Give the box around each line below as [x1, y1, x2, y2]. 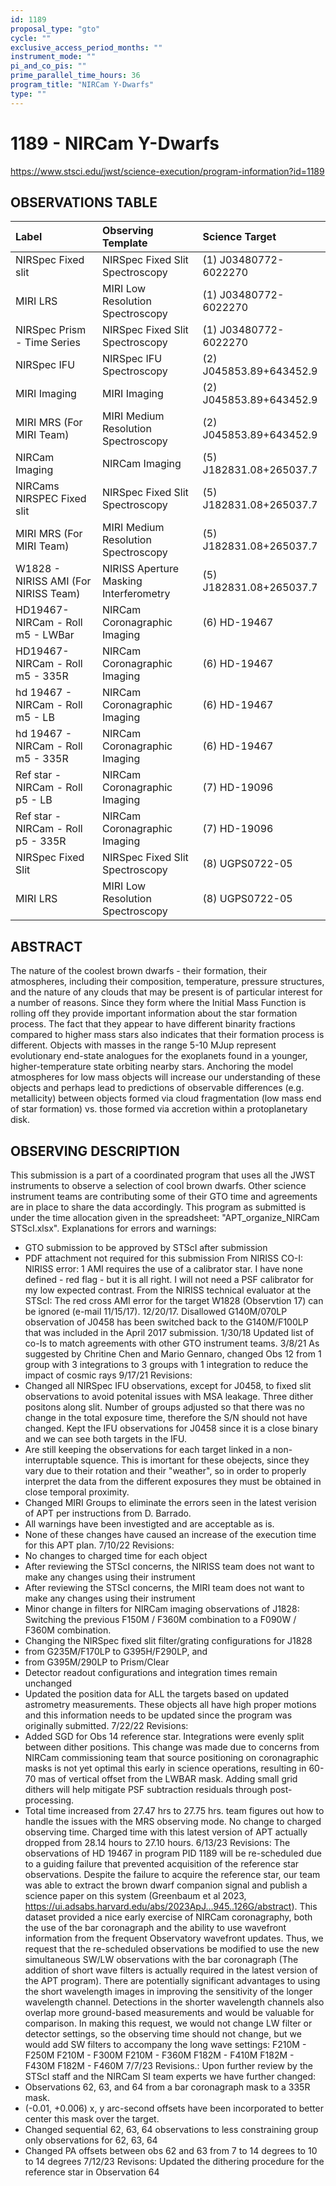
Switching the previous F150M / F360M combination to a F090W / [24, 1614, 297, 1625]
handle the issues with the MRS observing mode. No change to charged [24, 1816, 322, 1827]
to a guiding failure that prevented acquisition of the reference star [24, 1858, 300, 1870]
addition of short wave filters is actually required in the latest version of [24, 1964, 318, 1976]
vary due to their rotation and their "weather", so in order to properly [24, 1465, 307, 1476]
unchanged [24, 1677, 73, 1689]
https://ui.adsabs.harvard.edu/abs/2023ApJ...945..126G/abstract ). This [24, 1901, 318, 1912]
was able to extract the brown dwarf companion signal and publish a [24, 1879, 308, 1891]
